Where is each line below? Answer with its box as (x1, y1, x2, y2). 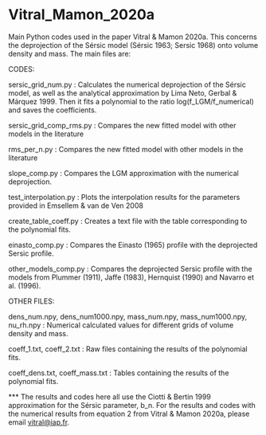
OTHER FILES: (8, 296, 55, 306)
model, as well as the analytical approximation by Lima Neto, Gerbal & (8, 88, 237, 97)
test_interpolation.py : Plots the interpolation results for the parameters (8, 192, 241, 202)
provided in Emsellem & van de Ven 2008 (8, 201, 143, 210)
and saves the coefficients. (8, 105, 97, 115)
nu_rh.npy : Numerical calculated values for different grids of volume (8, 320, 234, 330)
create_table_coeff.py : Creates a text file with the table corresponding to (8, 216, 248, 225)
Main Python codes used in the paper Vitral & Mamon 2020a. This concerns (8, 32, 257, 41)
